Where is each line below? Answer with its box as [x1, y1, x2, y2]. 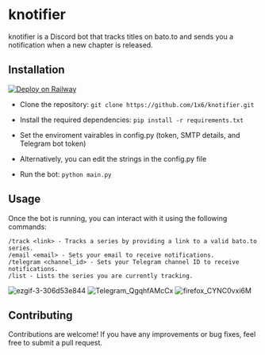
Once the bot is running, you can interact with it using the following [8, 213, 228, 223]
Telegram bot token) [19, 139, 86, 148]
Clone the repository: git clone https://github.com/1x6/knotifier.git [19, 99, 255, 109]
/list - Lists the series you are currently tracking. [8, 272, 194, 280]
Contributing [8, 308, 73, 322]
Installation [8, 63, 65, 77]
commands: [8, 222, 48, 231]
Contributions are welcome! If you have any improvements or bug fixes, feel [8, 330, 256, 339]
